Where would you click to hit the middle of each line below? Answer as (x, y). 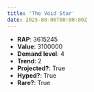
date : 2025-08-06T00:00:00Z (47, 20)
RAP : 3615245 (37, 39)
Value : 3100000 (40, 46)
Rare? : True (34, 82)
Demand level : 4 (41, 53)
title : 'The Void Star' (41, 13)
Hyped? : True (37, 75)
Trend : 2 (30, 61)
